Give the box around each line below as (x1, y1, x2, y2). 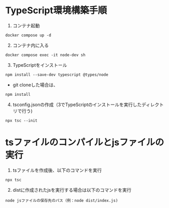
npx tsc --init (5, 118, 38, 123)
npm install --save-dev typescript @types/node (5, 72, 109, 77)
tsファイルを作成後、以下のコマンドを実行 (12, 167, 102, 173)
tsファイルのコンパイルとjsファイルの (5, 137, 164, 148)
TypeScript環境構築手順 (5, 5, 107, 16)
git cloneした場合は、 (12, 82, 58, 88)
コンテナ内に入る (12, 42, 49, 48)
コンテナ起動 (12, 22, 40, 29)
